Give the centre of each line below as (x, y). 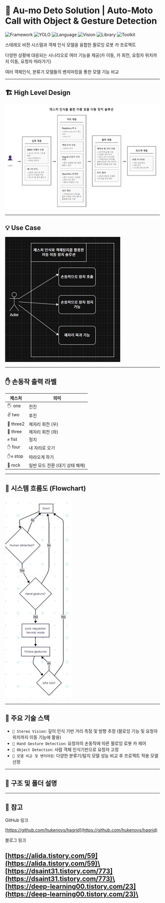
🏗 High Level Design (38, 93)
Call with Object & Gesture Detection (81, 21)
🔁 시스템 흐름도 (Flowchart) (45, 488)
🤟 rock (14, 465)
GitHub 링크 (17, 820)
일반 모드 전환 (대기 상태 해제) (57, 465)
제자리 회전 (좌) (43, 432)
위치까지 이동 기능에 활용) (37, 737)
